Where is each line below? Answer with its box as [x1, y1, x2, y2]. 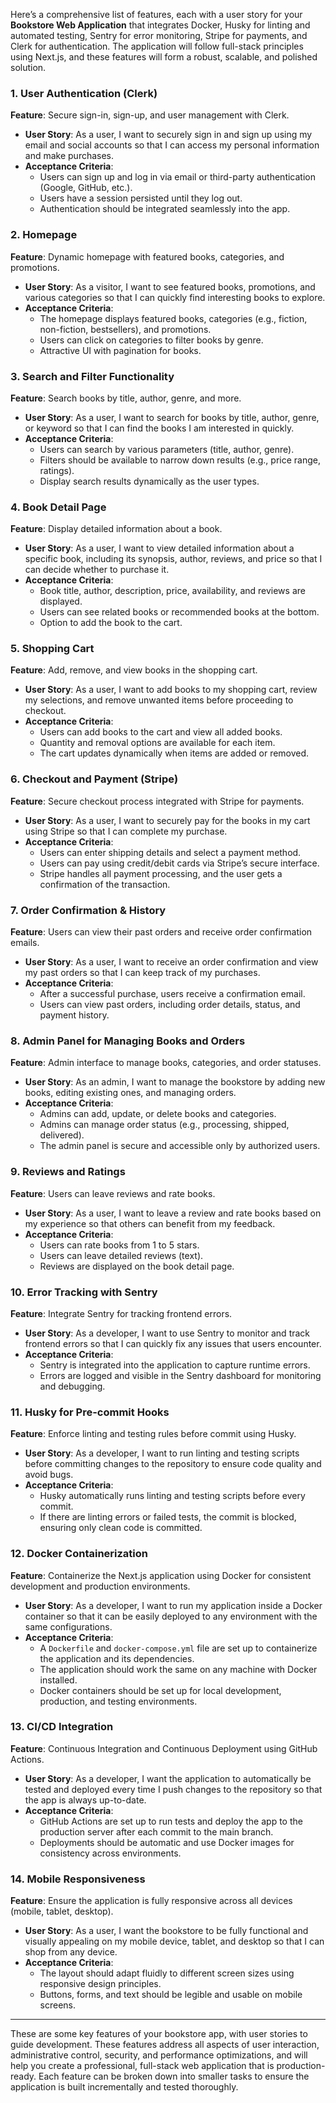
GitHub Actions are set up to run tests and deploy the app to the [39, 1815, 303, 1827]
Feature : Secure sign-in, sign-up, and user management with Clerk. [10, 109, 290, 121]
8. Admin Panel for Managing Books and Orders [10, 1034, 246, 1048]
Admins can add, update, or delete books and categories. [39, 1108, 277, 1120]
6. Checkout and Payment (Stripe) [10, 772, 179, 786]
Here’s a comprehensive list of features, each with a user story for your [10, 9, 303, 20]
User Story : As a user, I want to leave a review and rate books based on [24, 1207, 322, 1219]
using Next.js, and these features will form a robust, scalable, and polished [10, 51, 318, 63]
